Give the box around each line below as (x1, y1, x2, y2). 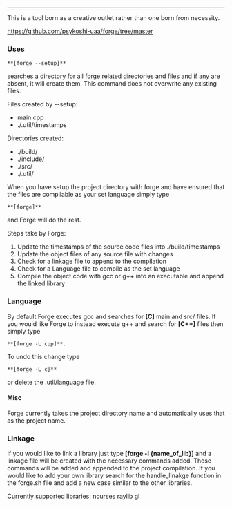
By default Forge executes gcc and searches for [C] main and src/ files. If (7, 312, 216, 321)
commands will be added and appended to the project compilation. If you (7, 464, 215, 472)
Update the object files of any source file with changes (17, 250, 173, 258)
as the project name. (7, 416, 66, 425)
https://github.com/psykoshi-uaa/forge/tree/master (7, 27, 153, 35)
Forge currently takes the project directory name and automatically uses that (7, 409, 225, 417)
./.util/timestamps (17, 121, 67, 129)
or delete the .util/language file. (7, 378, 97, 386)
